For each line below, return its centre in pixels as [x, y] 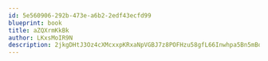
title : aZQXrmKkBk [39, 30]
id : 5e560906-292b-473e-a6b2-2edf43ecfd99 [80, 15]
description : [30, 45]
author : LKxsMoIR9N [41, 38]
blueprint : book [35, 23]
